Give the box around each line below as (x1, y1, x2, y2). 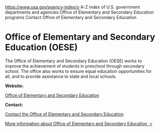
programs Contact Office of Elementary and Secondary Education (5, 15, 137, 20)
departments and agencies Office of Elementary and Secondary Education (5, 9, 154, 15)
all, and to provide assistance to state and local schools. (5, 73, 117, 79)
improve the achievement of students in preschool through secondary (5, 63, 144, 69)
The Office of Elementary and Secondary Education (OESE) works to (5, 58, 142, 64)
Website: (5, 83, 24, 89)
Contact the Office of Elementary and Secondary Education (5, 111, 124, 117)
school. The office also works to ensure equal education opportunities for (5, 68, 152, 74)
